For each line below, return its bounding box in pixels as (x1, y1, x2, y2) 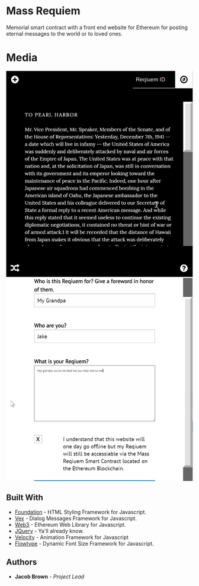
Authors (6, 557, 37, 568)
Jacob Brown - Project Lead (14, 573, 85, 580)
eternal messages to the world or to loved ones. (6, 30, 123, 37)
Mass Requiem (6, 4, 81, 18)
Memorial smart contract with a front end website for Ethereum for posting (6, 24, 188, 31)
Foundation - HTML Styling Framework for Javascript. (14, 508, 147, 515)
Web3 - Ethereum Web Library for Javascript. (14, 521, 126, 528)
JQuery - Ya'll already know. (14, 527, 84, 534)
